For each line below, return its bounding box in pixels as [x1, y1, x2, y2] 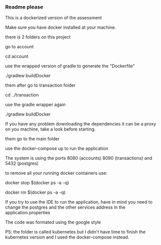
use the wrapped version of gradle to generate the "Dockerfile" [5, 63, 135, 69]
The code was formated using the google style [5, 219, 101, 225]
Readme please [5, 3, 43, 10]
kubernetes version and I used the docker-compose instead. [5, 234, 130, 240]
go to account [5, 44, 34, 50]
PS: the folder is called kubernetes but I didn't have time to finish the [5, 229, 146, 235]
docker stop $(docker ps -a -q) [5, 180, 69, 186]
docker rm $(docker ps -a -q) [5, 189, 66, 195]
